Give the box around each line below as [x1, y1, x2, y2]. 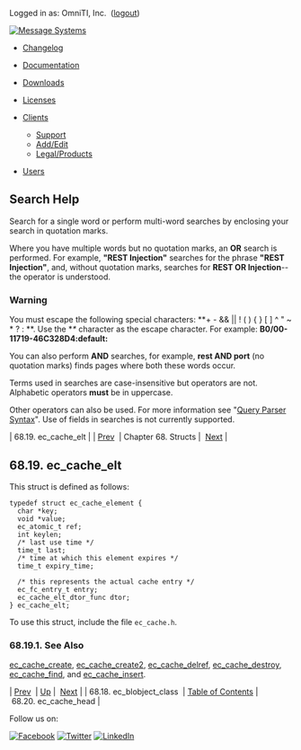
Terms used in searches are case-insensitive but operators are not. [9, 377, 258, 389]
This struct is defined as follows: [9, 481, 130, 492]
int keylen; [17, 530, 63, 539]
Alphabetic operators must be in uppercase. [9, 387, 173, 398]
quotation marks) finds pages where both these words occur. [9, 360, 236, 371]
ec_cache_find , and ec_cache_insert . [9, 669, 146, 680]
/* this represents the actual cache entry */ [17, 577, 195, 587]
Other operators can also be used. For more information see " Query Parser [9, 404, 287, 416]
